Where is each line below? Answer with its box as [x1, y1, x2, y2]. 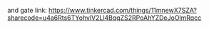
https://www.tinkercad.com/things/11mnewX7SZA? [49, 6, 198, 14]
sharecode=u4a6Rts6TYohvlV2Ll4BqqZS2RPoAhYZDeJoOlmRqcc [7, 13, 202, 22]
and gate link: [7, 6, 48, 14]
